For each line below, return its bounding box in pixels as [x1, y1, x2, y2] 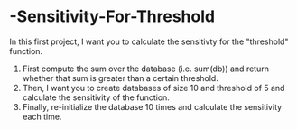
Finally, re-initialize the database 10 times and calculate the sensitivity [22, 101, 283, 112]
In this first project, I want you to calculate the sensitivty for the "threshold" [9, 36, 289, 47]
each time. [22, 111, 62, 122]
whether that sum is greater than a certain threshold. [22, 72, 218, 83]
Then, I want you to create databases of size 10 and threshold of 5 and [22, 82, 285, 93]
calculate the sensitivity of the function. [22, 92, 170, 103]
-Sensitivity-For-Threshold [9, 6, 215, 27]
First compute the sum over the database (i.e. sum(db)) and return [22, 63, 269, 74]
